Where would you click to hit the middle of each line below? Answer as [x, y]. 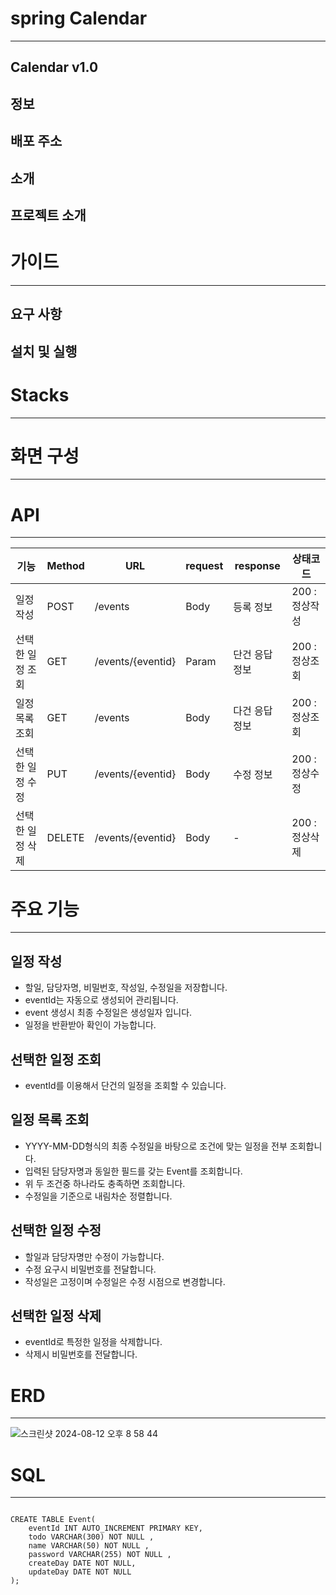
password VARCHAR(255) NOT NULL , [100, 1555]
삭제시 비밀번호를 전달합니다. [81, 1354]
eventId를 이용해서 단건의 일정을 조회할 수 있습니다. [125, 1085]
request [204, 566]
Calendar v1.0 [54, 67]
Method [65, 566]
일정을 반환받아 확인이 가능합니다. [90, 1025]
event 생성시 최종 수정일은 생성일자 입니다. [108, 1013]
